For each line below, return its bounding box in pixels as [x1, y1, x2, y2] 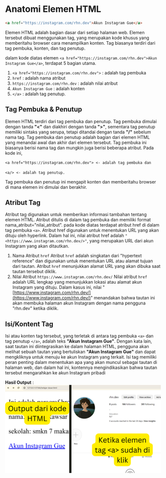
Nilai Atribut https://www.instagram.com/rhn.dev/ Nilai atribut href [12, 274, 147, 280]
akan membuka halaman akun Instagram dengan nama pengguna [12, 300, 146, 306]
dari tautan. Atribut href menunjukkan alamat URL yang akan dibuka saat [12, 263, 161, 269]
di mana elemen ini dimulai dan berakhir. [5, 184, 87, 190]
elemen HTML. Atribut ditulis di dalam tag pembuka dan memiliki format [5, 217, 151, 223]
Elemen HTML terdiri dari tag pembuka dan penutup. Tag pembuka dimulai [5, 118, 157, 124]
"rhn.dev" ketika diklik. [12, 305, 59, 311]
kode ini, [5, 150, 23, 156]
